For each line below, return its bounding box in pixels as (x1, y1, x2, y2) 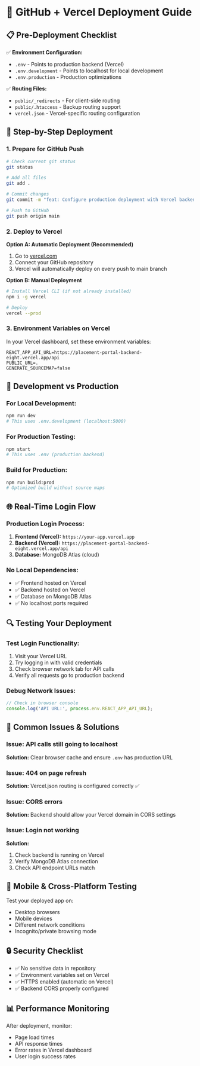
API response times (14, 1040, 63, 1047)
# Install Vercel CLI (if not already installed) (6, 288, 132, 294)
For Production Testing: (6, 433, 76, 441)
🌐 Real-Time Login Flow (6, 502, 96, 512)
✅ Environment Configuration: (6, 49, 83, 56)
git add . (6, 181, 31, 187)
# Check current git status (6, 158, 76, 164)
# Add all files (6, 175, 46, 181)
